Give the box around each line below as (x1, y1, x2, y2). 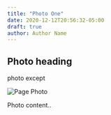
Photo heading (7, 55, 73, 67)
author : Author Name (7, 29, 68, 37)
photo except (7, 74, 45, 82)
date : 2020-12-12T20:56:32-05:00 (7, 17, 105, 24)
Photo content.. (7, 101, 52, 109)
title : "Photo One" (7, 10, 64, 17)
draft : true (7, 23, 42, 30)
